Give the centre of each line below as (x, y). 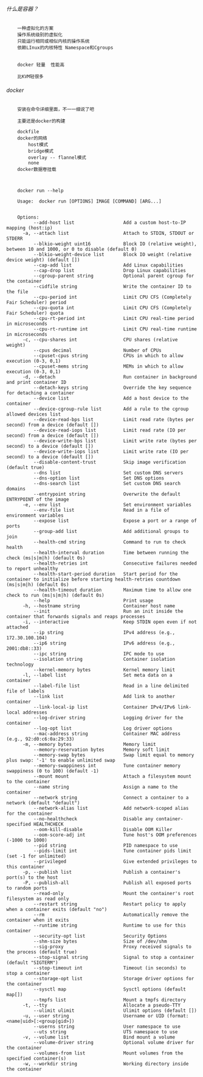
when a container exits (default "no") (57, 910)
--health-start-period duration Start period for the (105, 574)
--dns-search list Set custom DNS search (107, 484)
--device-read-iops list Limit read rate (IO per (110, 430)
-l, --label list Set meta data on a (97, 675)
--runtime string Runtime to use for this (110, 925)
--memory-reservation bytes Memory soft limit (101, 750)
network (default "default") (43, 803)
